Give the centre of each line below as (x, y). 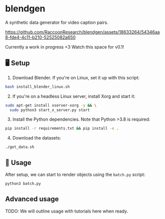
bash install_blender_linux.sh (38, 87)
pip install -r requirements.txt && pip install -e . (62, 129)
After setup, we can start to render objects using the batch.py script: (75, 174)
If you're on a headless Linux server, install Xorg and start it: (74, 96)
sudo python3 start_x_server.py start (50, 110)
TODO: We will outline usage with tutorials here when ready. (67, 211)
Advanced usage (32, 199)
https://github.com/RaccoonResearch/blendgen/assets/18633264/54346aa (82, 32)
